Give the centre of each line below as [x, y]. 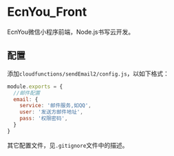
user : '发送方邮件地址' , [52, 112]
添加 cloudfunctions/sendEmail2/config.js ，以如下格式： [88, 74]
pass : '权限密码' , [44, 119]
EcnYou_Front [47, 12]
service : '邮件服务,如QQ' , [55, 106]
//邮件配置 [27, 93]
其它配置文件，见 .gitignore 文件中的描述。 [68, 145]
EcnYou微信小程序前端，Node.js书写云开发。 [71, 32]
